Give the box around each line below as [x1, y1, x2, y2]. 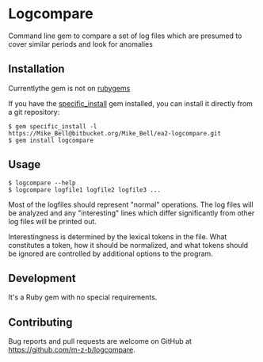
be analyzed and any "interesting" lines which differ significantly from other [8, 208, 255, 218]
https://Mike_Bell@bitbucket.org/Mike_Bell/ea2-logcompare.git [8, 129, 222, 137]
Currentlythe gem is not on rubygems [8, 83, 131, 93]
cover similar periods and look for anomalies [8, 39, 153, 48]
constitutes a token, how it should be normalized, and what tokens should [8, 240, 249, 250]
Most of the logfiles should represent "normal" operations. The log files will [8, 200, 253, 209]
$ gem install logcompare [8, 136, 93, 144]
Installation [8, 63, 65, 76]
